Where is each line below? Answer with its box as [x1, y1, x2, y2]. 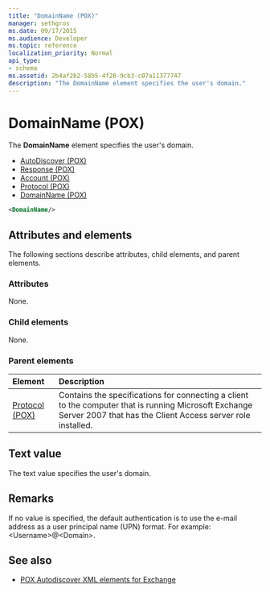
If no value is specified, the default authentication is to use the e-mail [8, 513, 238, 523]
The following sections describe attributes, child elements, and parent [8, 250, 239, 259]
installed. [59, 420, 93, 431]
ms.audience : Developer [8, 34, 88, 43]
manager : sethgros [8, 19, 70, 27]
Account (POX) [19, 173, 70, 183]
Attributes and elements [8, 228, 133, 242]
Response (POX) [19, 164, 75, 174]
